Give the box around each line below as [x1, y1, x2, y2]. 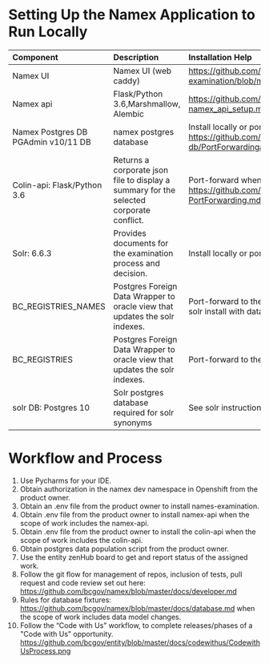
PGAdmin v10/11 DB [12, 136, 91, 148]
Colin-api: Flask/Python [12, 179, 102, 190]
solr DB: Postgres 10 [12, 402, 90, 413]
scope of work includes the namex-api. [19, 518, 150, 528]
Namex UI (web [113, 65, 172, 76]
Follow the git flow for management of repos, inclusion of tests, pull [19, 569, 243, 579]
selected [113, 194, 147, 205]
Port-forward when [187, 174, 262, 185]
